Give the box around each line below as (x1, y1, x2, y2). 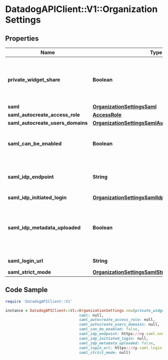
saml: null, (79, 312, 104, 318)
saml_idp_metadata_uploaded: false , (79, 340, 155, 345)
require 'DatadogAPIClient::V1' (5, 299, 72, 304)
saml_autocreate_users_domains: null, (79, 322, 160, 327)
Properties (5, 34, 39, 43)
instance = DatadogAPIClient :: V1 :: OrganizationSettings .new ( (5, 308, 135, 313)
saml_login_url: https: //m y (79, 345, 137, 350)
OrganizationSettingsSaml (92, 103, 157, 110)
